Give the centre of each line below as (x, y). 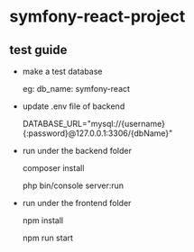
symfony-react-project (97, 17)
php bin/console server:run (73, 185)
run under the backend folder (77, 151)
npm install (43, 220)
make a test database (62, 71)
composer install (53, 168)
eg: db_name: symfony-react (76, 89)
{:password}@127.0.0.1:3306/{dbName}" (97, 133)
